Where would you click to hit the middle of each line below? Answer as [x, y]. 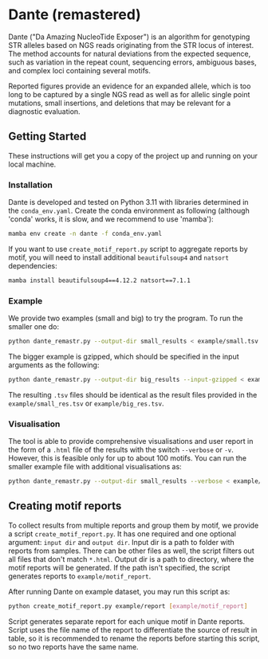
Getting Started [47, 137]
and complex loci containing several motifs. [80, 70]
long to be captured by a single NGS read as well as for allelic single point [129, 94]
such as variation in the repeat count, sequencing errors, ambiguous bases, [132, 62]
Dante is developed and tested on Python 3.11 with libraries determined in [128, 202]
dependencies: [33, 265]
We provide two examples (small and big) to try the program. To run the [126, 318]
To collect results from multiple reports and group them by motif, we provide [134, 525]
